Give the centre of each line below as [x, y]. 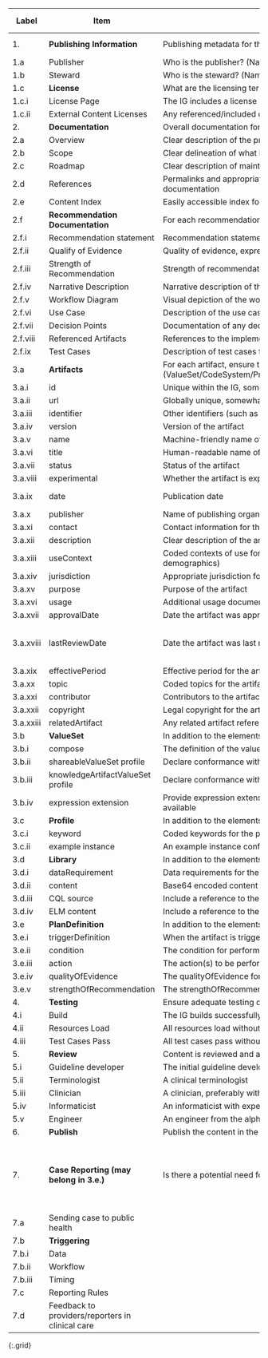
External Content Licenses [98, 114]
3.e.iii [22, 963]
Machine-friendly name [208, 439]
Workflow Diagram [84, 300]
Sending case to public [92, 1218]
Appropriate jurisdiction [207, 576]
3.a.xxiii [27, 723]
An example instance [202, 847]
